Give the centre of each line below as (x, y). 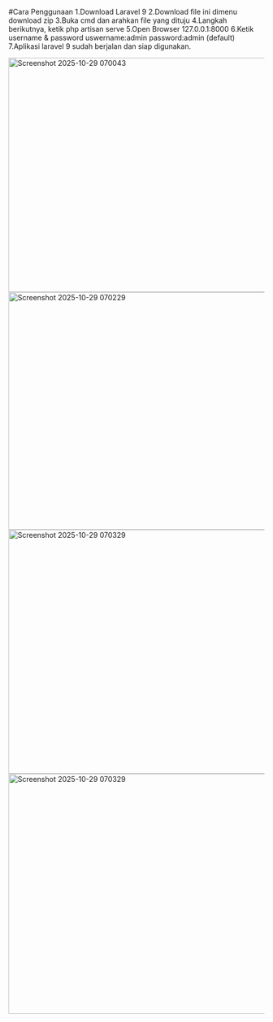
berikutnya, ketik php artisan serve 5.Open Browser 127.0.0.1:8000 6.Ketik (131, 29)
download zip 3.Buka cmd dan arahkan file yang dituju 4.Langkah (118, 20)
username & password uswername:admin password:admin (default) (122, 37)
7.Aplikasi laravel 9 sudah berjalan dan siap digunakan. (100, 46)
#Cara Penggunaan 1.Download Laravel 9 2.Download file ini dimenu (123, 12)
